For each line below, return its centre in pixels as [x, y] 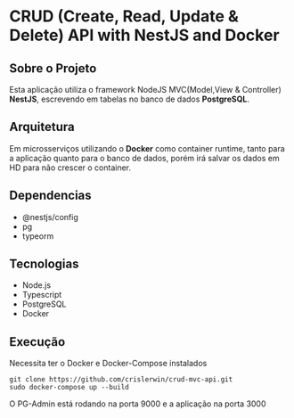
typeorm [38, 236]
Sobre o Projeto [53, 68]
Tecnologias [44, 264]
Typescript [42, 295]
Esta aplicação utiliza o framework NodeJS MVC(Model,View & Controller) [146, 90]
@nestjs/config [50, 217]
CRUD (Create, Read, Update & [124, 16]
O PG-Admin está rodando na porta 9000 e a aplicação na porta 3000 [138, 404]
